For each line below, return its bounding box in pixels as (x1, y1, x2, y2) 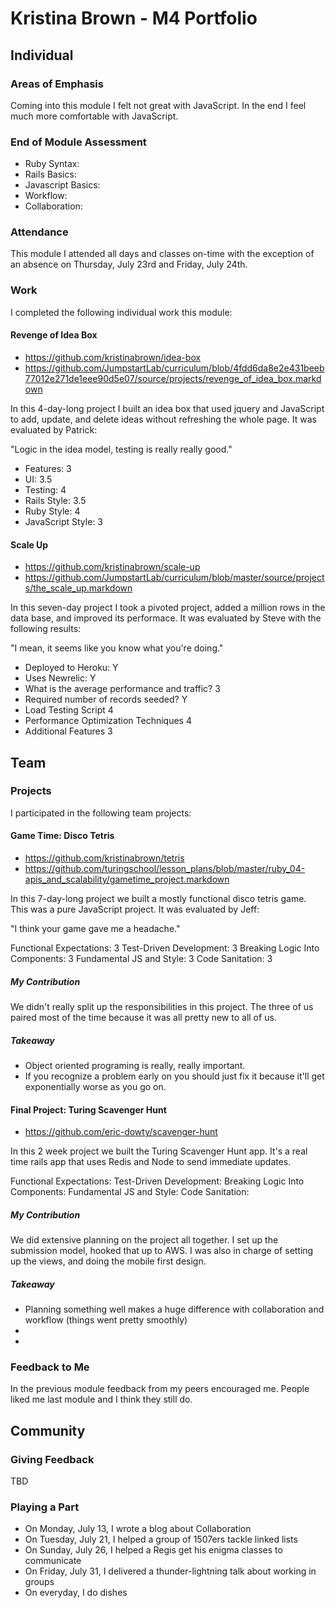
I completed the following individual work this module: (10, 306, 233, 318)
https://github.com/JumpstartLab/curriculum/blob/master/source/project (24, 572, 325, 584)
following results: (10, 623, 82, 635)
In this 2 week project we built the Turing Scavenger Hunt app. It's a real (10, 1145, 308, 1157)
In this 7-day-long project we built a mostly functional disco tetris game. (10, 893, 307, 905)
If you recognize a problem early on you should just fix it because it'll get (24, 1070, 325, 1082)
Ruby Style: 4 (24, 505, 81, 517)
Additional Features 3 (24, 725, 113, 737)
